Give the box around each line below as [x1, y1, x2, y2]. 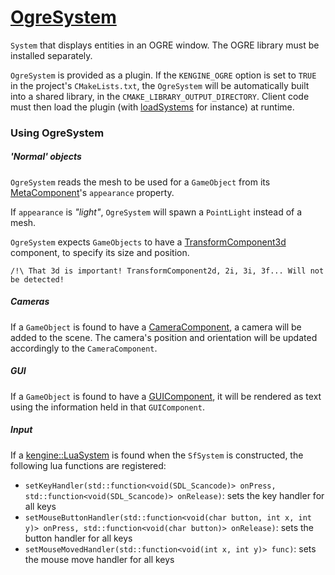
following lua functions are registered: [10, 459, 167, 471]
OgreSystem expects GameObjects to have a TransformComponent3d [10, 236, 287, 248]
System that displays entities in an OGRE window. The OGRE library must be [10, 39, 320, 51]
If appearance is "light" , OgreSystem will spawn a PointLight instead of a [10, 206, 303, 218]
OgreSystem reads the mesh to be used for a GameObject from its [10, 176, 271, 188]
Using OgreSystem [10, 126, 105, 140]
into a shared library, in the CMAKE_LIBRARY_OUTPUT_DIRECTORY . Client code [10, 90, 310, 102]
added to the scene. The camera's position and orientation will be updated [10, 331, 318, 343]
